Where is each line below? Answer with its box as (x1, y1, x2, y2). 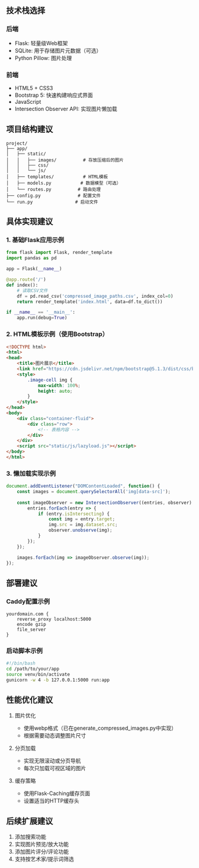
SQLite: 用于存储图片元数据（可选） (14, 47, 102, 54)
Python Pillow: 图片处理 (14, 54, 72, 61)
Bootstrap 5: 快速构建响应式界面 (14, 91, 94, 98)
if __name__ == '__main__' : (6, 309, 76, 316)
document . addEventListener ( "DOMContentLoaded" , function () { (6, 483, 161, 489)
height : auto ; (37, 388, 73, 394)
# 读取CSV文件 (17, 287, 48, 294)
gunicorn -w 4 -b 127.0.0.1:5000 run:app (6, 677, 110, 683)
